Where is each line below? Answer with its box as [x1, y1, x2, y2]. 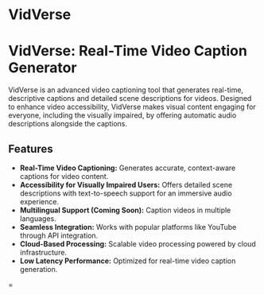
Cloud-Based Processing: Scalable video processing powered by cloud [19, 239, 256, 248]
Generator [8, 59, 77, 77]
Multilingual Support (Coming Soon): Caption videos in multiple [19, 205, 231, 215]
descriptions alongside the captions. [8, 119, 127, 129]
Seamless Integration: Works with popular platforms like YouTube [19, 222, 237, 231]
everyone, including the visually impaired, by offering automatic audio [8, 111, 237, 120]
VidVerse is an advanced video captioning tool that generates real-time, [8, 85, 244, 95]
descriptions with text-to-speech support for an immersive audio [19, 188, 232, 198]
